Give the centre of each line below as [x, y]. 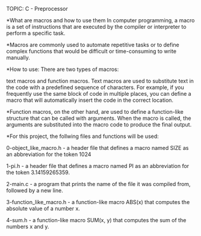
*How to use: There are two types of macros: [63, 69]
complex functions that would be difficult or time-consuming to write [91, 51]
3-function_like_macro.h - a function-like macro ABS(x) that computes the [98, 202]
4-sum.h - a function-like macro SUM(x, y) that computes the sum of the [96, 220]
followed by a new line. [35, 190]
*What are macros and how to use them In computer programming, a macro [100, 20]
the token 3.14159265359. [38, 172]
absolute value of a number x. [43, 208]
